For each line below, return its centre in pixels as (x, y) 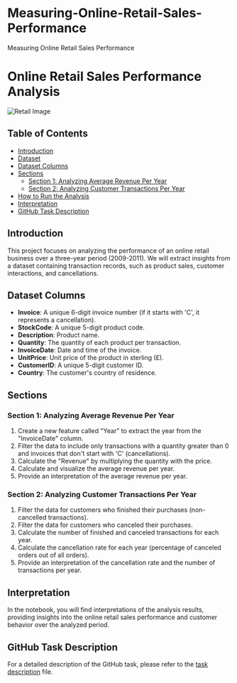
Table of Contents (48, 134)
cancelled (32, 518)
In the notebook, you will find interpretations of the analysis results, (106, 610)
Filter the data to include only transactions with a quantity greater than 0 (123, 446)
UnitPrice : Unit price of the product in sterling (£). (91, 358)
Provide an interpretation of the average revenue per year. (103, 476)
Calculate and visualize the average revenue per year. (96, 469)
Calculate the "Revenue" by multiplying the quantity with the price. (115, 461)
